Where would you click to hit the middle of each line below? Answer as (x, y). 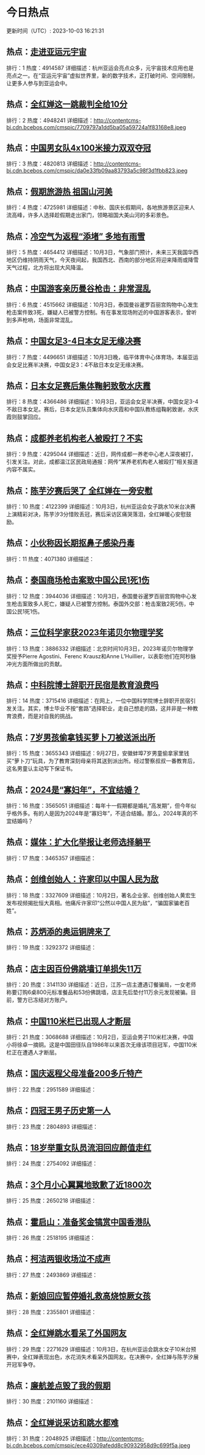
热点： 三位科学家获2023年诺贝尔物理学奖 (85, 633)
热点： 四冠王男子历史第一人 (59, 1111)
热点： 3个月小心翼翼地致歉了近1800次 (79, 1184)
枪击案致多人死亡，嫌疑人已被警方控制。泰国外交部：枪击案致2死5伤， (100, 604)
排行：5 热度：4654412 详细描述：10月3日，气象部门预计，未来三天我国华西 (103, 252)
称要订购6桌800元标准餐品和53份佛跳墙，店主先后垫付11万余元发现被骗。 (99, 992)
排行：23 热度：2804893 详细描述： (52, 1126)
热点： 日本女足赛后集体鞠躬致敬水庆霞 (78, 386)
